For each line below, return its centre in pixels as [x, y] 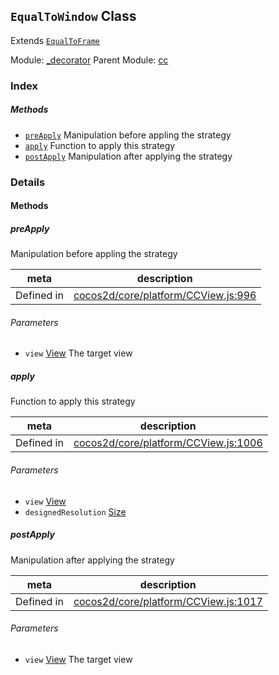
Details [28, 182]
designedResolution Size [75, 511]
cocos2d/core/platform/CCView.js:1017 [168, 601]
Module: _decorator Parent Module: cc [89, 60]
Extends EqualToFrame [55, 40]
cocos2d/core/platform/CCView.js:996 [165, 296]
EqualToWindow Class [73, 16]
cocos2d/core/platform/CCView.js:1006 [168, 443]
